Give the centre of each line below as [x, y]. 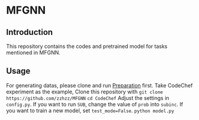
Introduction [30, 32]
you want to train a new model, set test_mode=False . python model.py [90, 111]
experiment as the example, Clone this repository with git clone [85, 92]
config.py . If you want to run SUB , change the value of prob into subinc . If [95, 104]
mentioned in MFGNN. [33, 53]
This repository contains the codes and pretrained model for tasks [87, 46]
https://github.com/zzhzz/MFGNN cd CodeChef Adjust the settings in [88, 98]
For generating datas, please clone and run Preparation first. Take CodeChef [99, 85]
